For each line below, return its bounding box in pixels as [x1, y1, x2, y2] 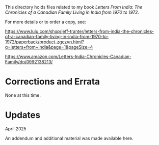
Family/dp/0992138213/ [5, 59, 53, 64]
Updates [5, 110, 41, 121]
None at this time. [5, 92, 41, 98]
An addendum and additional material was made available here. [5, 135, 133, 141]
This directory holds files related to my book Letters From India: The [5, 4, 143, 10]
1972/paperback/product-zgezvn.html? [5, 39, 84, 45]
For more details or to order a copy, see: [5, 19, 86, 25]
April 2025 [5, 125, 26, 132]
